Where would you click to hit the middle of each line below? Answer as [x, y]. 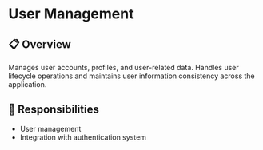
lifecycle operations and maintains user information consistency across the [132, 76]
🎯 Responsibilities [54, 110]
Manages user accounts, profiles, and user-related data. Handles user [124, 67]
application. [28, 84]
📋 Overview [40, 44]
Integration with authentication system [83, 137]
